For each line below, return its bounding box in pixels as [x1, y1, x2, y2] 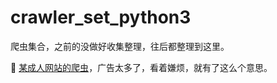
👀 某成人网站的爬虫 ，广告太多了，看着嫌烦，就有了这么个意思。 [10, 61, 273, 73]
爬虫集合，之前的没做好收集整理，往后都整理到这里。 [10, 40, 230, 52]
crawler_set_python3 [10, 6, 192, 29]
